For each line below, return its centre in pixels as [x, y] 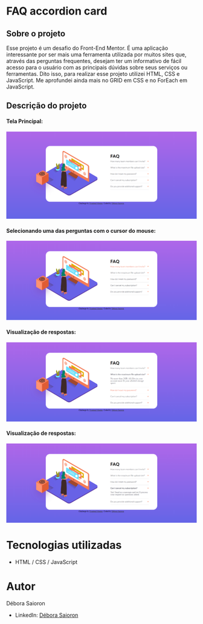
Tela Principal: [25, 121]
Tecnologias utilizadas [64, 545]
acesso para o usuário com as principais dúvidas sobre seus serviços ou [97, 67]
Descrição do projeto [47, 106]
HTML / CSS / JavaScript [46, 562]
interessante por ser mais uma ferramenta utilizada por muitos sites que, [96, 55]
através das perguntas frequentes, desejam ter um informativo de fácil [94, 61]
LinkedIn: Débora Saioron [47, 615]
